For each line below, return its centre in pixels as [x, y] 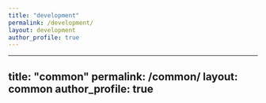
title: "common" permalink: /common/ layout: [123, 77]
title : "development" [44, 15]
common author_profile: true [81, 88]
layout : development [42, 30]
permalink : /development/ [51, 23]
